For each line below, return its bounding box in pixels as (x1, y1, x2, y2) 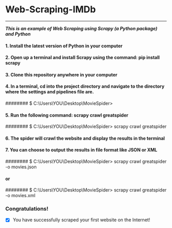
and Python (5, 31, 31, 37)
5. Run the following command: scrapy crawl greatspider (5, 112, 128, 118)
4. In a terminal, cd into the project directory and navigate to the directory (5, 83, 165, 89)
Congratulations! (5, 205, 49, 213)
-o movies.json (5, 163, 37, 170)
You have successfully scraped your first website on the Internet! (12, 217, 150, 223)
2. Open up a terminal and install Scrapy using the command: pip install (5, 54, 160, 61)
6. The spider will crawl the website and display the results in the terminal (5, 135, 165, 141)
